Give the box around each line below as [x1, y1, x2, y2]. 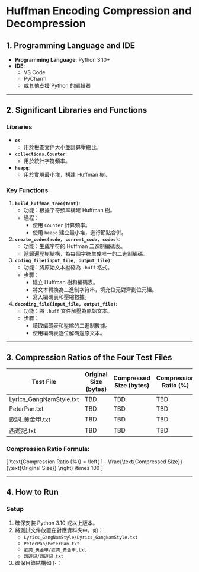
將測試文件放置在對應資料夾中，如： [14, 526, 104, 533]
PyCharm [23, 75, 47, 82]
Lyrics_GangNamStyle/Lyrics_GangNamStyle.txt [23, 534, 138, 541]
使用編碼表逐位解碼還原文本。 [32, 329, 105, 336]
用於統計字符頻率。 [23, 157, 71, 164]
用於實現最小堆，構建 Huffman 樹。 [23, 171, 111, 178]
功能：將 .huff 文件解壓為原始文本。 [23, 307, 113, 314]
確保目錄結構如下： [14, 559, 62, 566]
